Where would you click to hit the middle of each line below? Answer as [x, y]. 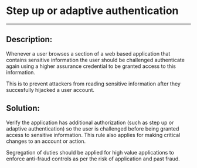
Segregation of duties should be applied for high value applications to [90, 152]
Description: [29, 40]
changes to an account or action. [46, 141]
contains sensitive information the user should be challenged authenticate [95, 60]
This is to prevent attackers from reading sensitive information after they [93, 84]
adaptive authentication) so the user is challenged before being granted [93, 128]
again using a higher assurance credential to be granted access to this [91, 66]
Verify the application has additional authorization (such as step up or [90, 122]
